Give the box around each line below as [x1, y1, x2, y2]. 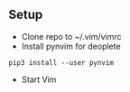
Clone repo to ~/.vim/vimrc [21, 31, 122, 41]
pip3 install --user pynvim [8, 58, 115, 67]
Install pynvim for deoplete [21, 41, 121, 51]
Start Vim [21, 74, 57, 85]
